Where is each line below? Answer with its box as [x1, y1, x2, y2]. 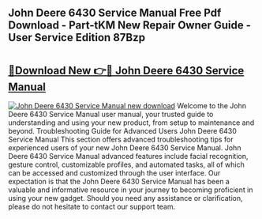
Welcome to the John [177, 101, 247, 110]
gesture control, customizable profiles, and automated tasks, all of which [8, 160, 245, 169]
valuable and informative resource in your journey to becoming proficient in [8, 185, 253, 194]
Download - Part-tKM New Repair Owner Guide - [8, 19, 251, 32]
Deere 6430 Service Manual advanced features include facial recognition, [8, 152, 249, 160]
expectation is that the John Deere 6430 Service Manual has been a [8, 177, 230, 186]
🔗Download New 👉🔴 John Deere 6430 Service [8, 63, 245, 77]
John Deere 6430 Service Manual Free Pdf [8, 6, 222, 20]
